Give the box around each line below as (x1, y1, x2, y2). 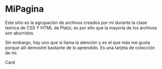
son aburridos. (5, 30, 35, 36)
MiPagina (5, 3, 44, 15)
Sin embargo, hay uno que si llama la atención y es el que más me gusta (5, 39, 150, 45)
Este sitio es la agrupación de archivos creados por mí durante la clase (5, 20, 147, 25)
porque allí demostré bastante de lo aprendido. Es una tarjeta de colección (5, 45, 155, 50)
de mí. (5, 50, 18, 56)
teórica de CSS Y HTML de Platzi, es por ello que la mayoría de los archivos (5, 24, 157, 30)
